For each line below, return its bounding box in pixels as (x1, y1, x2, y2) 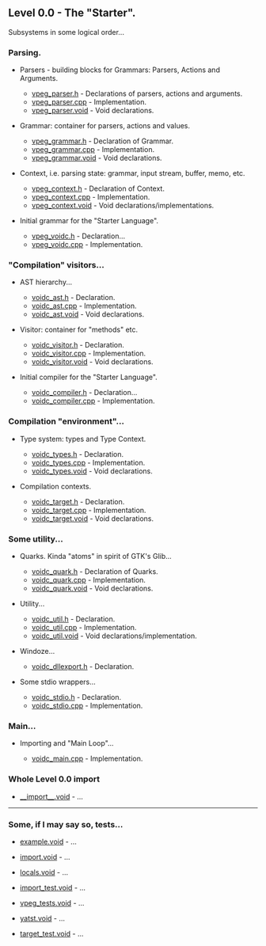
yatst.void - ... (19, 914, 66, 923)
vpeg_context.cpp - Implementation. (31, 192, 150, 202)
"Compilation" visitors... (8, 260, 104, 271)
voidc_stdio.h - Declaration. (31, 693, 122, 701)
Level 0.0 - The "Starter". (8, 6, 136, 20)
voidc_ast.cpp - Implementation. (31, 301, 137, 311)
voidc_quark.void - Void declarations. (31, 583, 154, 593)
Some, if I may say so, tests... (8, 819, 123, 830)
